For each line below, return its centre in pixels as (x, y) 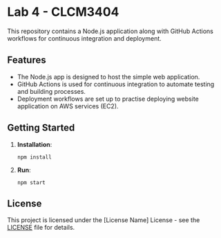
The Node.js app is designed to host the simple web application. (108, 77)
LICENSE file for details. (41, 228)
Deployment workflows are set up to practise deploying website (108, 99)
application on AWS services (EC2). (68, 106)
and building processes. (51, 91)
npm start (31, 182)
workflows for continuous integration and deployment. (85, 38)
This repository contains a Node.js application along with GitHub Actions (110, 31)
